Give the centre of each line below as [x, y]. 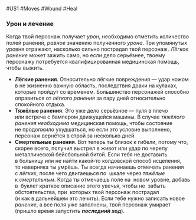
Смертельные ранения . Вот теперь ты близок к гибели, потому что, [101, 142]
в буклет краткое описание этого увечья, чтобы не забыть [90, 186]
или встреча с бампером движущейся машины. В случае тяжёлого [99, 117]
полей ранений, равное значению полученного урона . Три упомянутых [97, 43]
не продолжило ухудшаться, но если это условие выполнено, [93, 130]
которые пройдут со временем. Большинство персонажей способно [102, 92]
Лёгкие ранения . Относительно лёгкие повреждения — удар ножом [102, 80]
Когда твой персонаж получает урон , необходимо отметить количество [98, 37]
